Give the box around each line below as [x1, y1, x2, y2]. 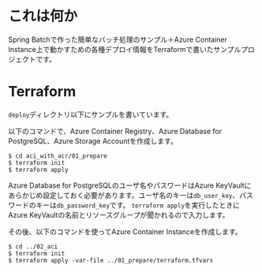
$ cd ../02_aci [8, 242, 58, 251]
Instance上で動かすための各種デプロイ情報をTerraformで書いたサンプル [8, 44, 241, 54]
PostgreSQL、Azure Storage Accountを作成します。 [8, 136, 178, 146]
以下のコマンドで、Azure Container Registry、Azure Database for [8, 126, 223, 136]
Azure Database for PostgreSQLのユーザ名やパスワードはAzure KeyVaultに [8, 181, 252, 190]
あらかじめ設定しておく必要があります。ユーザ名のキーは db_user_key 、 [8, 190, 240, 199]
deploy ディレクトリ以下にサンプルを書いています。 [8, 110, 174, 119]
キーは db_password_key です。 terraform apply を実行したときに [35, 200, 241, 210]
